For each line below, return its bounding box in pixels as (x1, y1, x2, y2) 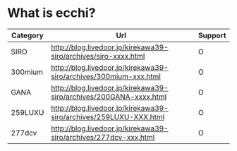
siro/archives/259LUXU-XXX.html (50, 111, 165, 121)
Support (197, 30, 226, 40)
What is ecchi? (7, 5, 96, 21)
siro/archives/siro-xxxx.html (50, 51, 145, 61)
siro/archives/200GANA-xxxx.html (50, 92, 167, 102)
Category (11, 30, 44, 40)
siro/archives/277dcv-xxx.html (50, 132, 155, 142)
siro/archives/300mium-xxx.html (50, 71, 161, 81)
